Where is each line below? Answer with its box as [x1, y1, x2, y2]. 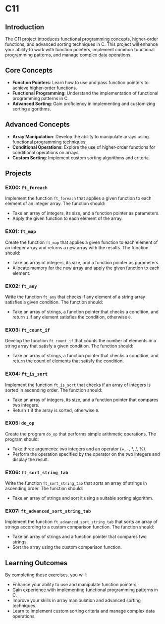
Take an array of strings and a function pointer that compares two [12, 533, 147, 540]
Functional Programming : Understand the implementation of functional [12, 90, 159, 96]
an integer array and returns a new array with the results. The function [5, 244, 149, 250]
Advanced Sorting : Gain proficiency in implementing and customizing [12, 101, 156, 106]
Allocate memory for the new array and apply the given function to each [12, 265, 160, 271]
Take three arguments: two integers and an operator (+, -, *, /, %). [12, 446, 147, 452]
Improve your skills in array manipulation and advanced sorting [12, 598, 141, 604]
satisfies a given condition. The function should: [5, 299, 103, 305]
